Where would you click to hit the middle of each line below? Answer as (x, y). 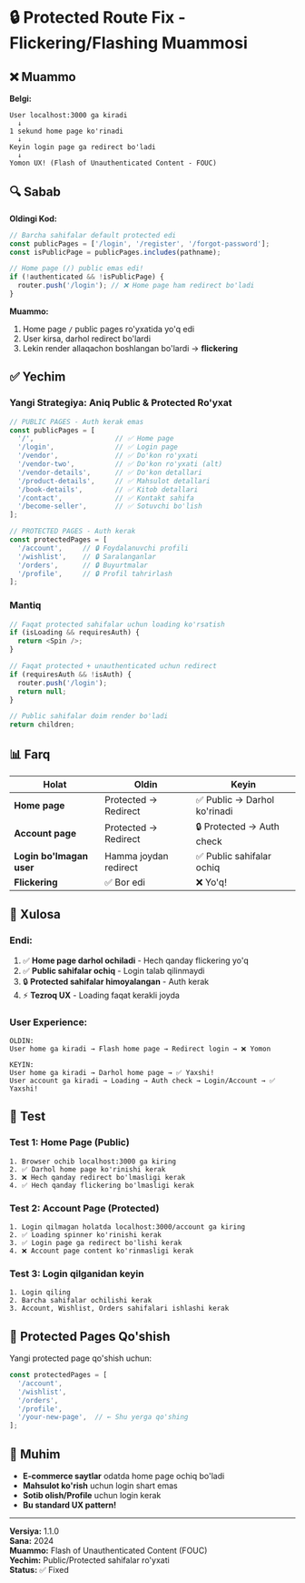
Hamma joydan (137, 856)
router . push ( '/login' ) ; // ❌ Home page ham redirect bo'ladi (136, 286)
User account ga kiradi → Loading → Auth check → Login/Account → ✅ (143, 1081)
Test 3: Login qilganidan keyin (77, 1274)
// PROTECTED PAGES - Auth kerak (73, 532)
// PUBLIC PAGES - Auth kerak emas (77, 421)
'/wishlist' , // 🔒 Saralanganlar (87, 556)
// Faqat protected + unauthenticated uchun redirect (113, 666)
